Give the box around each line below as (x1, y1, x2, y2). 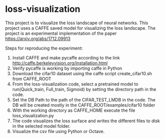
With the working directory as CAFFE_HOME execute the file (12, 107, 135, 113)
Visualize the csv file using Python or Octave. (12, 128, 105, 134)
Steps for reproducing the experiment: (5, 45, 83, 51)
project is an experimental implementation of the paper (5, 30, 117, 36)
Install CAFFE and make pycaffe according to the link (12, 54, 120, 60)
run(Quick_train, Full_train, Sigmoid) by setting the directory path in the (12, 86, 157, 92)
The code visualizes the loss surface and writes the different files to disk (12, 118, 160, 124)
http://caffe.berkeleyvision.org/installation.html (12, 60, 108, 66)
